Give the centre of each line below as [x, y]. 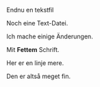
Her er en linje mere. [35, 63]
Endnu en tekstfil [30, 10]
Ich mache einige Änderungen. [50, 36]
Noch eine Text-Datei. [37, 23]
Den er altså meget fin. [39, 76]
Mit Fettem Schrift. [33, 50]
